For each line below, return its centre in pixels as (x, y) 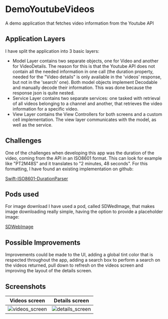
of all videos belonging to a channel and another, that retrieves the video (87, 103)
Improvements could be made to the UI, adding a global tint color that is (79, 255)
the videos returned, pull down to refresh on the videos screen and (74, 265)
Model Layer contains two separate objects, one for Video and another (86, 61)
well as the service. (32, 125)
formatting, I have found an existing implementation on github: (69, 169)
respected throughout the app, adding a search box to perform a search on (83, 260)
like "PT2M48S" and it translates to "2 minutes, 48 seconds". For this (76, 163)
